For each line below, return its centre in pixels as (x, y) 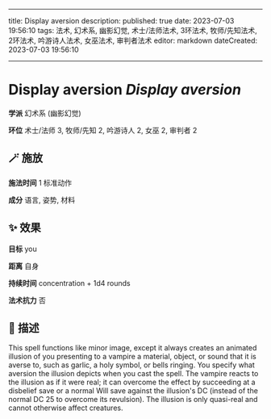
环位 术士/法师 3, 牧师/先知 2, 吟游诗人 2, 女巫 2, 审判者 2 (103, 130)
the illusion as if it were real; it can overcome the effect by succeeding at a (132, 382)
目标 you (23, 249)
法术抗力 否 (27, 300)
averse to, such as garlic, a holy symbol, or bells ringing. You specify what (132, 365)
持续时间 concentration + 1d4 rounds (69, 283)
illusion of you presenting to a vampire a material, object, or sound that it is (132, 357)
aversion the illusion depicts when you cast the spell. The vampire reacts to (133, 374)
